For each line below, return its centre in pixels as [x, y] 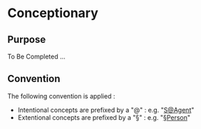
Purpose [27, 40]
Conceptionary [53, 13]
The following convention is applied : [61, 96]
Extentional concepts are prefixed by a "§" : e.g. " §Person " [104, 117]
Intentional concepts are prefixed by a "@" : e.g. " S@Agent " [106, 110]
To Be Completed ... [36, 56]
